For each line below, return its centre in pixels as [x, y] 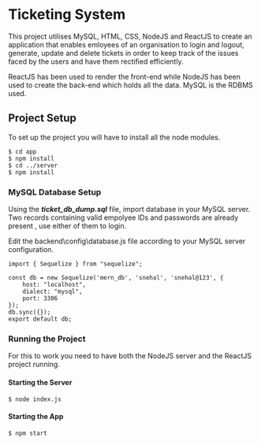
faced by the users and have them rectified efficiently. [96, 61]
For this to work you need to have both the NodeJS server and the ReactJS [130, 356]
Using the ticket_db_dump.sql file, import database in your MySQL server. [129, 210]
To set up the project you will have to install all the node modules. [114, 137]
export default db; [40, 319]
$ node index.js [35, 399]
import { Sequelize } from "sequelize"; [76, 264]
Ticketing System [67, 15]
